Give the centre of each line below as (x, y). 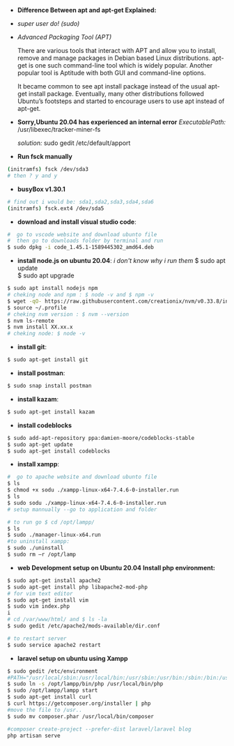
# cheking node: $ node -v (46, 334)
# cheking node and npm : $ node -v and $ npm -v (81, 295)
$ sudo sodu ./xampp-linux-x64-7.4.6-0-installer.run (87, 503)
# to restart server (37, 638)
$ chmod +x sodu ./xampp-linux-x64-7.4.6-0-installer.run (93, 490)
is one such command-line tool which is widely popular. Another (121, 65)
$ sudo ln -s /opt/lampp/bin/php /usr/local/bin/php (85, 684)
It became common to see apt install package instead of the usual (112, 86)
